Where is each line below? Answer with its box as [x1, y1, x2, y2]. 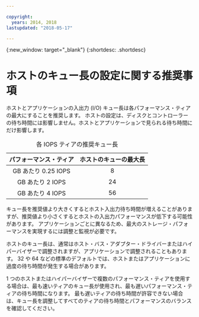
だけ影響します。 [6, 127, 47, 134]
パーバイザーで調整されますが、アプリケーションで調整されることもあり [6, 248, 182, 255]
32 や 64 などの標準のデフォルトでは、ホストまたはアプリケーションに [17, 255, 191, 262]
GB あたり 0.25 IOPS [12, 167, 71, 175]
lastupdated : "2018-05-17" [6, 25, 73, 31]
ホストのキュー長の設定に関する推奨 [6, 69, 183, 82]
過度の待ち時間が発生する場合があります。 [6, 262, 110, 270]
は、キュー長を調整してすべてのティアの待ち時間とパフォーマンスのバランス [6, 297, 192, 305]
